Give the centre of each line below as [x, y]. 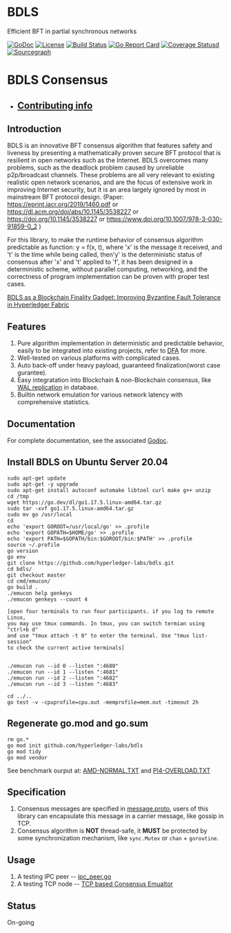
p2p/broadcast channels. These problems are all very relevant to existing [111, 175]
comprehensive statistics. [54, 402]
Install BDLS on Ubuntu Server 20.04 [88, 462]
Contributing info [55, 106]
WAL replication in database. [58, 388]
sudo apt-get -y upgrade [43, 484]
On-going [21, 923]
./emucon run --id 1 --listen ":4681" [63, 672]
